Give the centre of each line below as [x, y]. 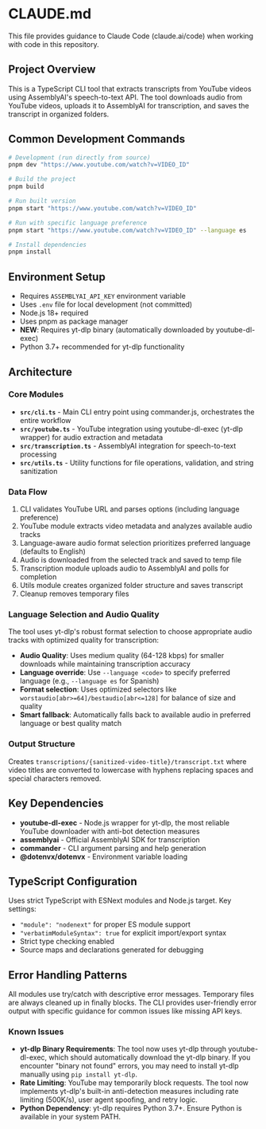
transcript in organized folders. [59, 114]
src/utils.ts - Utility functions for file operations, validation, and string [137, 462]
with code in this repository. [54, 44]
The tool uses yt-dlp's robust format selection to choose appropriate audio [130, 632]
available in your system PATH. [70, 1117]
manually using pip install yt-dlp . [78, 1074]
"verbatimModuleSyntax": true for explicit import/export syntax [123, 933]
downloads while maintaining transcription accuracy [105, 664]
